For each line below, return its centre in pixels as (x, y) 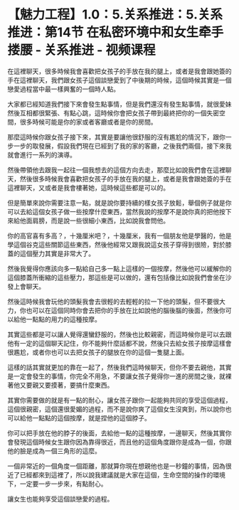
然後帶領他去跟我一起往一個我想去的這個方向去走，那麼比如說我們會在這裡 (116, 170)
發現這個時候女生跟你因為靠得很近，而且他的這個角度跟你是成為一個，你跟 (122, 442)
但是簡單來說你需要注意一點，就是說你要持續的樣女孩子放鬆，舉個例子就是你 (119, 203)
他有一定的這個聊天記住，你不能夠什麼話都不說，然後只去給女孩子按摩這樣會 (119, 343)
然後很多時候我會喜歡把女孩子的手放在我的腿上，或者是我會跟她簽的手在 (126, 179)
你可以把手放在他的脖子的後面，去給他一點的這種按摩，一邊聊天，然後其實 (116, 433)
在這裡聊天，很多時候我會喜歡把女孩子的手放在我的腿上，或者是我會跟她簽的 (119, 71)
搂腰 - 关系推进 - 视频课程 (81, 50)
